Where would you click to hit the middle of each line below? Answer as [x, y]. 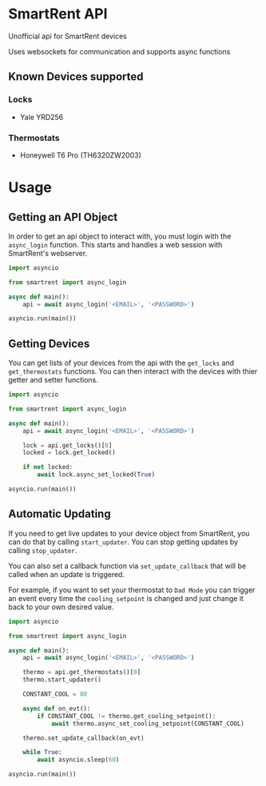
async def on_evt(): [57, 708]
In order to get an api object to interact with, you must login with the [120, 236]
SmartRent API [58, 14]
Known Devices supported [76, 77]
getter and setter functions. [53, 380]
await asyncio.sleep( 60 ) [78, 760]
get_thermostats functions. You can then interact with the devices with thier [133, 371]
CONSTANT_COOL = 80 [55, 694]
